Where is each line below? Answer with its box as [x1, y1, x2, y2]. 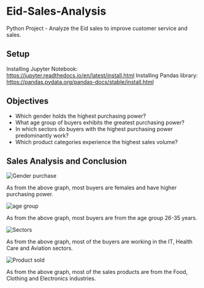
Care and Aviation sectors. [6, 244, 74, 252]
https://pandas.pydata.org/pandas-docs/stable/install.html [6, 78, 154, 85]
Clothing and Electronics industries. [6, 275, 96, 282]
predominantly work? [15, 132, 69, 139]
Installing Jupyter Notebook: [6, 65, 78, 72]
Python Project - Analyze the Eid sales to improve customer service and [6, 25, 188, 32]
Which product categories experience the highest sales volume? [15, 138, 178, 145]
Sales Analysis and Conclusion [6, 156, 127, 166]
